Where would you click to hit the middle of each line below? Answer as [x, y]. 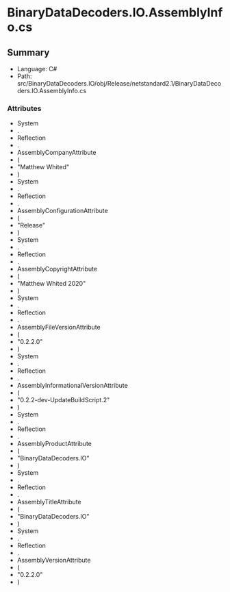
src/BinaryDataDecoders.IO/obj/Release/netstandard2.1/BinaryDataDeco [119, 83]
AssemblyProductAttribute [54, 444]
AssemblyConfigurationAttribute [62, 211]
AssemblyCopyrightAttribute [57, 269]
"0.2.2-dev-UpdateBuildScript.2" [63, 400]
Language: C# [37, 69]
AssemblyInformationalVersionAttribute [72, 386]
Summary [28, 52]
